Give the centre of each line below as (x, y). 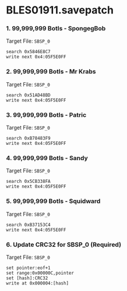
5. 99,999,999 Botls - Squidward (53, 201)
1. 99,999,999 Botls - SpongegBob (56, 29)
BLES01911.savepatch (60, 10)
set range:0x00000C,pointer (40, 273)
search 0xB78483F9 (28, 138)
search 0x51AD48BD (28, 95)
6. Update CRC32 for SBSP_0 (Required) (63, 244)
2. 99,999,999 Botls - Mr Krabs (51, 72)
